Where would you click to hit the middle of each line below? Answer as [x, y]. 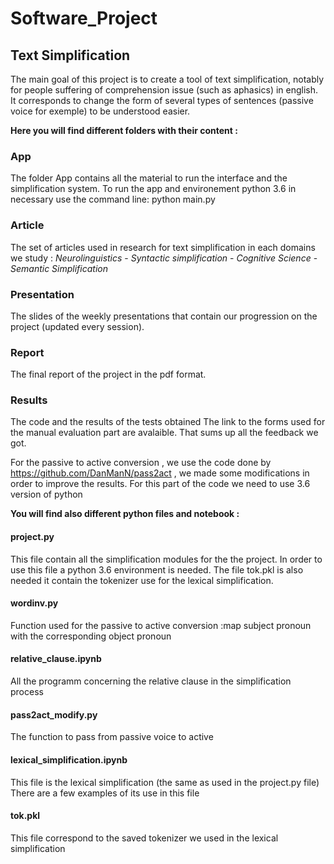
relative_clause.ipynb [56, 659]
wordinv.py [34, 603]
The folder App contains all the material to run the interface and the [149, 178]
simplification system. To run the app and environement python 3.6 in [153, 189]
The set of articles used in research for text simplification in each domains [163, 247]
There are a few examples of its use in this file [105, 793]
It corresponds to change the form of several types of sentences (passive [162, 100]
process [27, 692]
